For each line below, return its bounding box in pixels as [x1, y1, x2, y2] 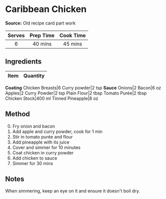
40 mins [32, 40, 52, 47]
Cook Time [59, 31, 86, 38]
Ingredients [5, 57, 42, 66]
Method [5, 110, 30, 118]
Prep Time [29, 31, 55, 38]
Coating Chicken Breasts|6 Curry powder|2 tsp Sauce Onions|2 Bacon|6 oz [5, 84, 162, 90]
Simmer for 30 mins [12, 160, 53, 166]
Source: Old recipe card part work [5, 20, 76, 26]
